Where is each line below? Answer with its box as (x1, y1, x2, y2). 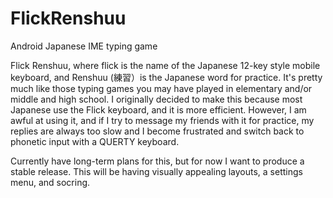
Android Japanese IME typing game (10, 40, 158, 52)
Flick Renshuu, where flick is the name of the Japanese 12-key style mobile (10, 59, 321, 71)
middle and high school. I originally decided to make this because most (10, 93, 303, 105)
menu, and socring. (10, 176, 91, 188)
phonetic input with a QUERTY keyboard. (10, 135, 180, 147)
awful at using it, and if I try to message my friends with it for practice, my (10, 114, 315, 126)
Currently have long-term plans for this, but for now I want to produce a (10, 155, 305, 167)
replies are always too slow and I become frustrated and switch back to (10, 125, 305, 137)
